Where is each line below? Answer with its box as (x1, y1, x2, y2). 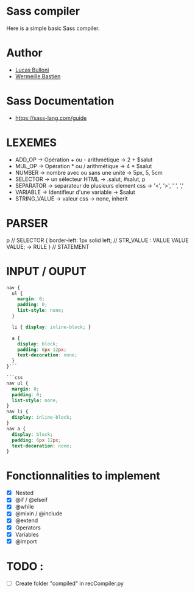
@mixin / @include (15, 510, 63, 517)
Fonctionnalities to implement (6, 469, 160, 483)
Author (6, 46, 43, 60)
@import (15, 537, 37, 545)
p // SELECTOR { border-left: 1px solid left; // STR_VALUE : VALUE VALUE (6, 237, 189, 244)
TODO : (6, 559, 44, 573)
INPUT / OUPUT (6, 264, 87, 278)
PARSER (6, 216, 48, 230)
